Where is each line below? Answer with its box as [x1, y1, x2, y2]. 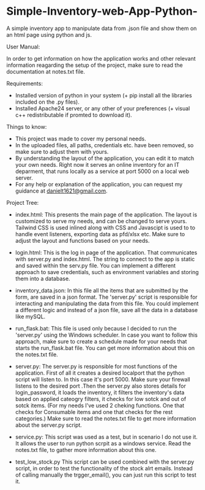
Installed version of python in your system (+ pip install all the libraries [15, 91, 192, 99]
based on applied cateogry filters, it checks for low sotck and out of [15, 395, 187, 402]
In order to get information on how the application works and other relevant [6, 55, 196, 62]
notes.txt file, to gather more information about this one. [15, 446, 157, 453]
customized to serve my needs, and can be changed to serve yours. [15, 217, 187, 224]
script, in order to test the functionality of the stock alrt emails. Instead [15, 464, 193, 472]
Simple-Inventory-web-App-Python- [6, 4, 198, 18]
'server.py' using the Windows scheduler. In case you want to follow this [15, 331, 198, 339]
